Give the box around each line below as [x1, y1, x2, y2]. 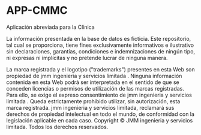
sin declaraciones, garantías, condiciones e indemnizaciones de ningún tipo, [6, 47, 196, 55]
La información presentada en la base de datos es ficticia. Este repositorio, [6, 35, 191, 42]
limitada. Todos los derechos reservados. [6, 123, 109, 130]
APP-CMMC [6, 4, 68, 17]
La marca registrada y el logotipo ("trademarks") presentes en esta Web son [6, 65, 195, 73]
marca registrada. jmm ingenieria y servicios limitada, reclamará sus [6, 104, 175, 111]
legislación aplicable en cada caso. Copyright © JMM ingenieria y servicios [6, 116, 193, 124]
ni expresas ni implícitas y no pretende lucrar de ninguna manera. [6, 54, 168, 61]
